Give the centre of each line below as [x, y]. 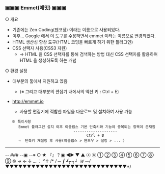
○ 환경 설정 [16, 71]
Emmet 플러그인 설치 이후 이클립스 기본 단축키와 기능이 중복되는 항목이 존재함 [87, 127]
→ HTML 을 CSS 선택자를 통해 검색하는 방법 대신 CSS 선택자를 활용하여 [89, 54]
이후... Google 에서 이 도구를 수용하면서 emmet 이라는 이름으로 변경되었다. [84, 36]
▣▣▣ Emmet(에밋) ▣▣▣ [36, 7]
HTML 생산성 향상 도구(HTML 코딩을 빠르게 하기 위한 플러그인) [72, 42]
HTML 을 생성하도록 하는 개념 [48, 60]
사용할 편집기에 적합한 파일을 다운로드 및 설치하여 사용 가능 [76, 112]
